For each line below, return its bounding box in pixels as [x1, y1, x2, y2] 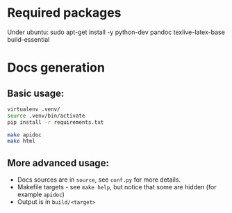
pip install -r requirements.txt [7, 118, 104, 126]
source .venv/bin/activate [7, 112, 85, 119]
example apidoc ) [17, 190, 65, 199]
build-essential [7, 35, 50, 43]
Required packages [7, 5, 122, 21]
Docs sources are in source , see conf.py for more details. [17, 175, 181, 184]
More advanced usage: [7, 157, 110, 168]
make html [7, 138, 36, 145]
